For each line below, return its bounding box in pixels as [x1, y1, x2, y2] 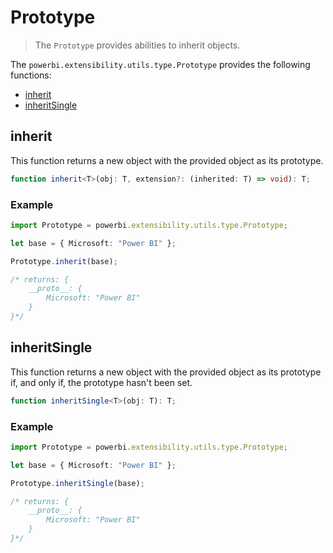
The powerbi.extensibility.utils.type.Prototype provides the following [10, 58, 311, 70]
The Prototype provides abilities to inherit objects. [34, 39, 241, 51]
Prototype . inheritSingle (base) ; [10, 478, 145, 488]
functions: [10, 69, 52, 81]
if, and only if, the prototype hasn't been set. [10, 376, 193, 388]
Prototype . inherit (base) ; [10, 256, 118, 266]
